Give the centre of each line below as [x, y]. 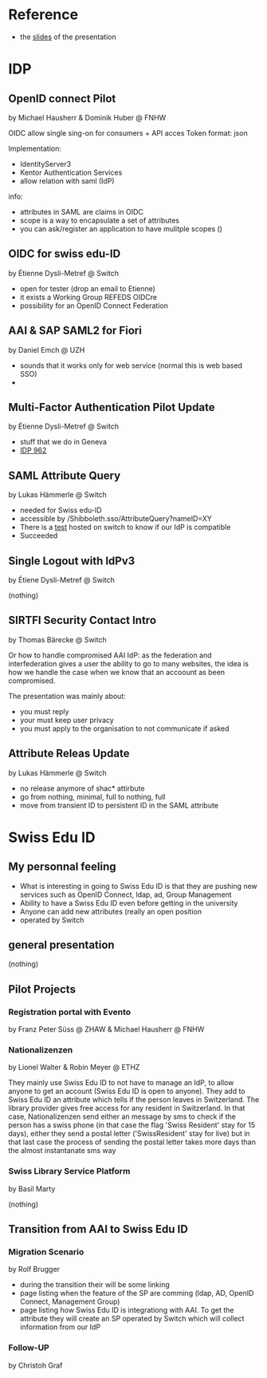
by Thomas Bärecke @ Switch [57, 639]
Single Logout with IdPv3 [72, 561]
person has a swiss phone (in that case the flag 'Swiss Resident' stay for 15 [132, 1125]
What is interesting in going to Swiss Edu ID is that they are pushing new [138, 886]
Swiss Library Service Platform [69, 1171]
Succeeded [39, 535]
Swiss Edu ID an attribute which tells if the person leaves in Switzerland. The [134, 1100]
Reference [43, 15]
